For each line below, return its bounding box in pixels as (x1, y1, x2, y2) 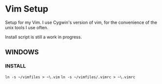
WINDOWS (5, 48, 39, 56)
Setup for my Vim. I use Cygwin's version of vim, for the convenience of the (5, 19, 158, 25)
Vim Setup (5, 3, 49, 15)
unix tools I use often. (5, 24, 48, 30)
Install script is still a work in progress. (5, 34, 82, 40)
